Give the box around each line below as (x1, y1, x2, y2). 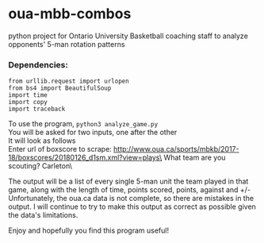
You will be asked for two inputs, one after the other (8, 128, 178, 137)
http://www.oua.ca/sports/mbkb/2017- (113, 145, 239, 154)
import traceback (8, 105, 66, 114)
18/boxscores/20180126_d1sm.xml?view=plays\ (8, 152, 163, 163)
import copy (8, 98, 48, 106)
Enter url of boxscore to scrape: (8, 145, 113, 154)
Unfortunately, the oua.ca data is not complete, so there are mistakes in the (8, 194, 254, 203)
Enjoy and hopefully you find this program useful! (8, 226, 169, 235)
